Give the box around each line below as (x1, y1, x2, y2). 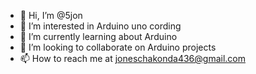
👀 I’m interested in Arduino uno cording (19, 20, 182, 32)
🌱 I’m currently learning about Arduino (19, 31, 178, 42)
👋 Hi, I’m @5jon (19, 10, 83, 21)
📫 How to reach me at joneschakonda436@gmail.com (19, 53, 246, 64)
